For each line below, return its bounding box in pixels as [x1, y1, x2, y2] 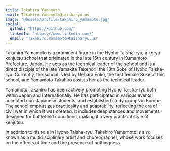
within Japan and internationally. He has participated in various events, [5, 92, 153, 98]
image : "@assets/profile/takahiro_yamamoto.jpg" [5, 17, 110, 22]
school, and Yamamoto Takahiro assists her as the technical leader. [5, 77, 146, 83]
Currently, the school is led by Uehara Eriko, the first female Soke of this [14, 71, 165, 77]
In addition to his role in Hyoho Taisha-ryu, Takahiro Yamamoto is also [5, 129, 151, 135]
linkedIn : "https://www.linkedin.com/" [10, 31, 94, 36]
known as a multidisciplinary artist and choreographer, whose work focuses [5, 134, 163, 140]
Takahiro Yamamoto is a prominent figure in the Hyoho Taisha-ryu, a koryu [5, 49, 161, 56]
